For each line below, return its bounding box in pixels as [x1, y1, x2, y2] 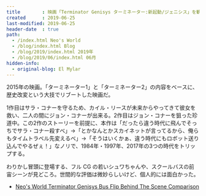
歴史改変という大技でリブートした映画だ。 [6, 91, 114, 99]
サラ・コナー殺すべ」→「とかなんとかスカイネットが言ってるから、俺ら [17, 127, 199, 135]
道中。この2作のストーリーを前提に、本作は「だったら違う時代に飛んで [6, 119, 187, 127]
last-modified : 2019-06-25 [6, 20, 75, 26]
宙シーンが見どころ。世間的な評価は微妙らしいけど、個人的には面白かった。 [6, 171, 199, 178]
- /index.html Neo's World [12, 37, 81, 43]
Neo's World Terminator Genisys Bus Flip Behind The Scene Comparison [15, 183, 199, 190]
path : [6, 32, 20, 38]
